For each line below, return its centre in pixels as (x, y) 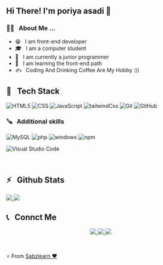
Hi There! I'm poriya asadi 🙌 (59, 11)
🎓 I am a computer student (51, 48)
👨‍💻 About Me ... (31, 28)
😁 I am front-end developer (51, 41)
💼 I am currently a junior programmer (62, 57)
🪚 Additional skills (35, 122)
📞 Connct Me (31, 217)
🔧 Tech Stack (33, 91)
